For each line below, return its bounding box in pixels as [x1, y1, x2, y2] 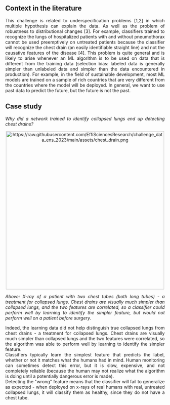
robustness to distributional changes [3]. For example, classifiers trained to [5, 28, 165, 34]
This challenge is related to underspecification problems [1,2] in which [5, 17, 165, 23]
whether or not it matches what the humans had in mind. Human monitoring [5, 357, 165, 363]
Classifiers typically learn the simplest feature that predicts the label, [5, 351, 165, 357]
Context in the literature [5, 4, 82, 13]
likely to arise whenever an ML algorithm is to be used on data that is [5, 55, 165, 61]
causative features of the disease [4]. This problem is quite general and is [5, 50, 165, 56]
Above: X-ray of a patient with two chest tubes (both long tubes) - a [5, 293, 165, 299]
